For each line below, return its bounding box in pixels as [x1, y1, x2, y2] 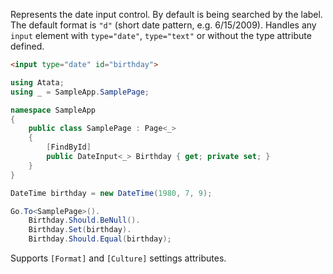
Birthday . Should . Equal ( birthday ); [28, 234, 172, 244]
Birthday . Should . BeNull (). [28, 215, 141, 226]
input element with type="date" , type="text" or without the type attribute [10, 30, 312, 41]
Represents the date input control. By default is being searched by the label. [10, 9, 323, 20]
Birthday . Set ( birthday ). [28, 225, 132, 235]
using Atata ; [10, 77, 65, 88]
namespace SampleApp [10, 105, 97, 115]
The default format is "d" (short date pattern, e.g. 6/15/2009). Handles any [10, 19, 317, 31]
